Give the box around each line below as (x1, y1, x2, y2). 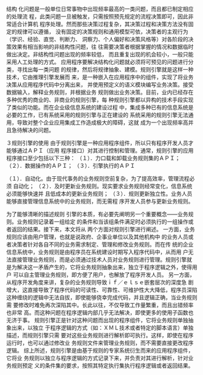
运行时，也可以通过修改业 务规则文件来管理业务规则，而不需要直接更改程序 (6, 339, 194, 347)
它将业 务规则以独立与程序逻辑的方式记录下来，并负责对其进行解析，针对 (6, 354, 188, 362)
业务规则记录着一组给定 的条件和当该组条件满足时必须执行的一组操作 (16, 218, 188, 225)
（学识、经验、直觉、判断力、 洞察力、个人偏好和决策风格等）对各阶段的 (6, 36, 188, 42)
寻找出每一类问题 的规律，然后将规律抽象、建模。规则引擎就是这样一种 (16, 66, 194, 73)
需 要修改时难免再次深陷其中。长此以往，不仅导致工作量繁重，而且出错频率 (6, 302, 194, 308)
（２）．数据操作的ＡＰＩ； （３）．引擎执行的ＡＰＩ (6, 162, 135, 169)
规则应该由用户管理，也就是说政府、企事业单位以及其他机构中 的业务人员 (6, 233, 188, 241)
